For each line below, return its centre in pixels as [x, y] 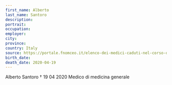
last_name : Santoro [26, 15]
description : [19, 19]
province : [16, 44]
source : [14, 53]
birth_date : [18, 58]
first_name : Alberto [27, 10]
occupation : [18, 29]
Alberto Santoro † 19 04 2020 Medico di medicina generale [67, 77]
